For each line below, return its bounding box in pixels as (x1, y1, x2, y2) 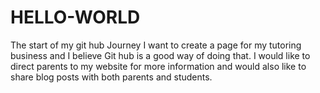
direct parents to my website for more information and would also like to (10, 60, 307, 72)
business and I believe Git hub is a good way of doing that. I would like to (10, 49, 311, 61)
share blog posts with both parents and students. (10, 71, 213, 83)
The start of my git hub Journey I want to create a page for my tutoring (10, 39, 302, 51)
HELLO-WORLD (10, 6, 141, 29)
